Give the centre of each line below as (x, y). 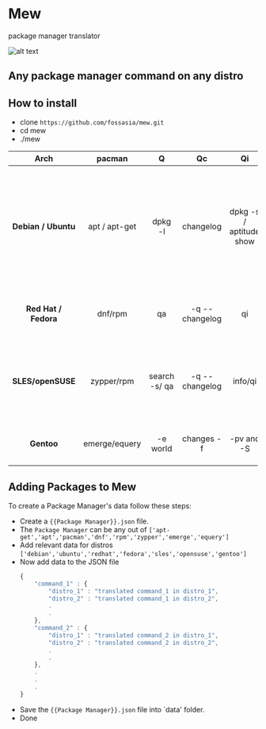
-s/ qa (162, 386)
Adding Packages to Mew (72, 487)
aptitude (245, 232)
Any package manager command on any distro (126, 76)
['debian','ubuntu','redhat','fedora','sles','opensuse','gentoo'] (133, 554)
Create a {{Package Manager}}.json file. (84, 521)
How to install (43, 103)
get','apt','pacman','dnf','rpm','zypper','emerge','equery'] (124, 537)
